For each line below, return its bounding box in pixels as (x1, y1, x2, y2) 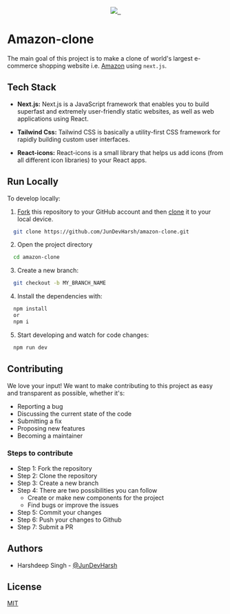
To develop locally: (7, 194, 61, 203)
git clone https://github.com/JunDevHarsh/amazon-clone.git (13, 228, 189, 235)
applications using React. (17, 114, 89, 123)
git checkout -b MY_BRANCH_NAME (13, 280, 107, 287)
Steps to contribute (7, 449, 74, 458)
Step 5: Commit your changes (17, 508, 102, 516)
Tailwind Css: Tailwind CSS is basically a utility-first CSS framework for (17, 127, 221, 136)
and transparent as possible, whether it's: (7, 389, 125, 397)
